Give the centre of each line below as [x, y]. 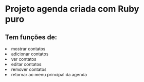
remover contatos [29, 69]
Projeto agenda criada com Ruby [72, 9]
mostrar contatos [28, 49]
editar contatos [27, 64]
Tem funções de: [31, 37]
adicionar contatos [30, 54]
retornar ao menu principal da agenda [49, 74]
